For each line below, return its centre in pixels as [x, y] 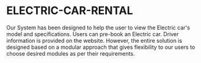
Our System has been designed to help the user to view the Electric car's [98, 28]
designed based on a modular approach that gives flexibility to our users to [101, 47]
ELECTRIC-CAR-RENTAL [70, 11]
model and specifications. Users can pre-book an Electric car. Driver [93, 34]
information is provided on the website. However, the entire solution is [94, 40]
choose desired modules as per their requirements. [71, 53]
